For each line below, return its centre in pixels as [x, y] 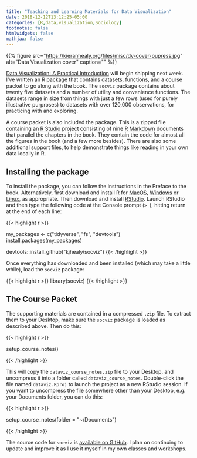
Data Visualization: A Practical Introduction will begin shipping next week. [95, 73]
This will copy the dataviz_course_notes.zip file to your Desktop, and [90, 371]
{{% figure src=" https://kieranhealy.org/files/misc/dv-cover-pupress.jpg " [94, 56]
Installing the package [47, 172]
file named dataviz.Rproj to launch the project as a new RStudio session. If [97, 384]
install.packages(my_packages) [44, 240]
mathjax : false [25, 39]
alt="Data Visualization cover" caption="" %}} [62, 62]
